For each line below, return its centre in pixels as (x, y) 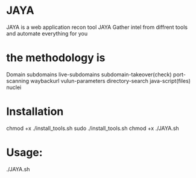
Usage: (25, 152)
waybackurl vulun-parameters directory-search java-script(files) (111, 81)
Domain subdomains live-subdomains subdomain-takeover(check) (89, 74)
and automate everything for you (47, 33)
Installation (35, 112)
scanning (18, 81)
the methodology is (56, 58)
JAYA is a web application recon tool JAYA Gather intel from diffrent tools (97, 27)
